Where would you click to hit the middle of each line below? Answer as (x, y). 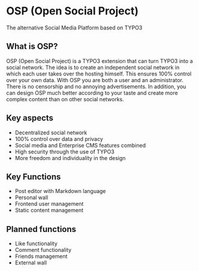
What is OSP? (32, 46)
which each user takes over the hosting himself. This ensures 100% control (99, 74)
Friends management (41, 257)
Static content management (49, 210)
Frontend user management (49, 204)
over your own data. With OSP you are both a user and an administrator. (95, 80)
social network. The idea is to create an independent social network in (93, 67)
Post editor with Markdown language (60, 191)
